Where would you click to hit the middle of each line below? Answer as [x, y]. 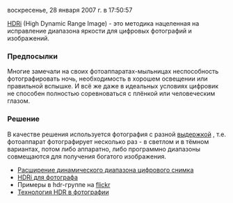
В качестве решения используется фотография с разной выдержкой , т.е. [116, 134]
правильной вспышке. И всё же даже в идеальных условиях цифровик [113, 86]
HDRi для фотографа [48, 177]
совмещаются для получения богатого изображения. [87, 156]
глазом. [18, 101]
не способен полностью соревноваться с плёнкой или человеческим [111, 94]
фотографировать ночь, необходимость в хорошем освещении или [107, 79]
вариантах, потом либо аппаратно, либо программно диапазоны [104, 149]
